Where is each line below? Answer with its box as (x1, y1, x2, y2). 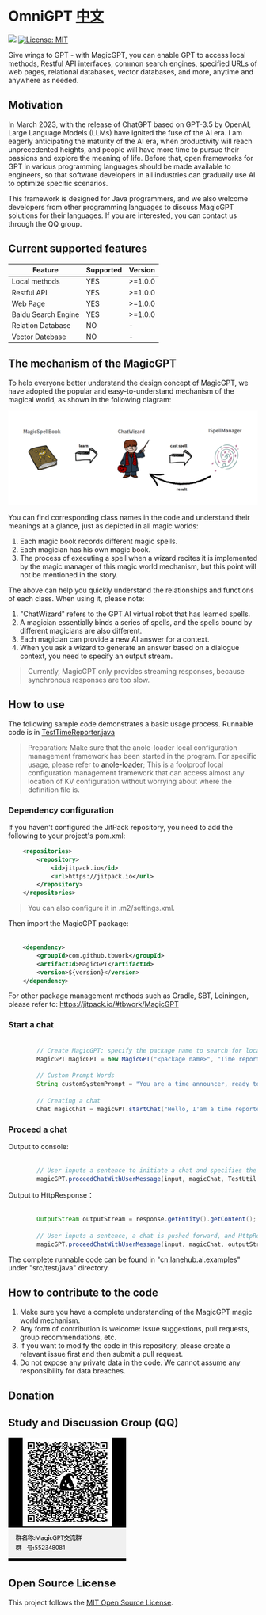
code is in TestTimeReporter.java (8, 727, 116, 737)
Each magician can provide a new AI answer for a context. (19, 634, 210, 644)
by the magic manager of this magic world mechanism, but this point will (19, 562, 256, 571)
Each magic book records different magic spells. (19, 536, 178, 546)
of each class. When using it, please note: (8, 593, 145, 603)
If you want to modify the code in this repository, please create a (19, 1340, 231, 1350)
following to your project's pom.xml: (8, 831, 126, 840)
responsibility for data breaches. (19, 1366, 126, 1375)
